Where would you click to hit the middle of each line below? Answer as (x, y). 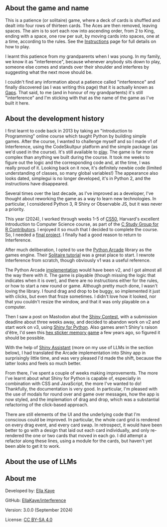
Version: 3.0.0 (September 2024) (39, 510)
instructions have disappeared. (37, 183)
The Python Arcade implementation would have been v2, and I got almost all (83, 270)
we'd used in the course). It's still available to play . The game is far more (79, 152)
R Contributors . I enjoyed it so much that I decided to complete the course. (82, 229)
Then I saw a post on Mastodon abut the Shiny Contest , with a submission (81, 316)
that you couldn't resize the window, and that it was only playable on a (77, 301)
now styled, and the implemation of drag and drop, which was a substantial (82, 399)
